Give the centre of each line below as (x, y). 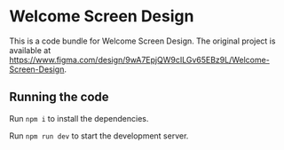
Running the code (59, 97)
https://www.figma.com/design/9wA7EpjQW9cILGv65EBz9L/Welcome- (140, 59)
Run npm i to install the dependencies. (79, 118)
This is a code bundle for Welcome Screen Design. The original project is (142, 41)
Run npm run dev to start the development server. (99, 136)
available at (30, 50)
